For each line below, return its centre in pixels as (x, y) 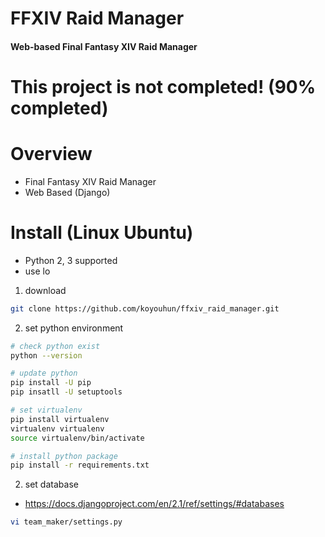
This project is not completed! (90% (163, 86)
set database (51, 484)
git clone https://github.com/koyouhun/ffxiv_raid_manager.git (145, 308)
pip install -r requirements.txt (80, 465)
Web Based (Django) (67, 192)
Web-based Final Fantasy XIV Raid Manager (104, 46)
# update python (44, 373)
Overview (51, 154)
